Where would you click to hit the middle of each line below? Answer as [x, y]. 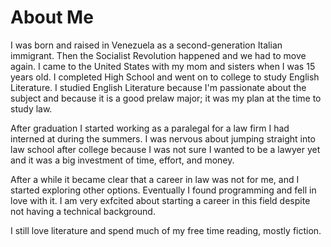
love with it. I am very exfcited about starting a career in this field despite [160, 200]
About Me [52, 17]
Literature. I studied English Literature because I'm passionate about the [158, 87]
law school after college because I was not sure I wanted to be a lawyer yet [165, 149]
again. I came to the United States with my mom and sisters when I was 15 [163, 66]
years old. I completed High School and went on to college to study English [165, 77]
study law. [31, 108]
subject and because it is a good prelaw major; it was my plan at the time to [166, 98]
